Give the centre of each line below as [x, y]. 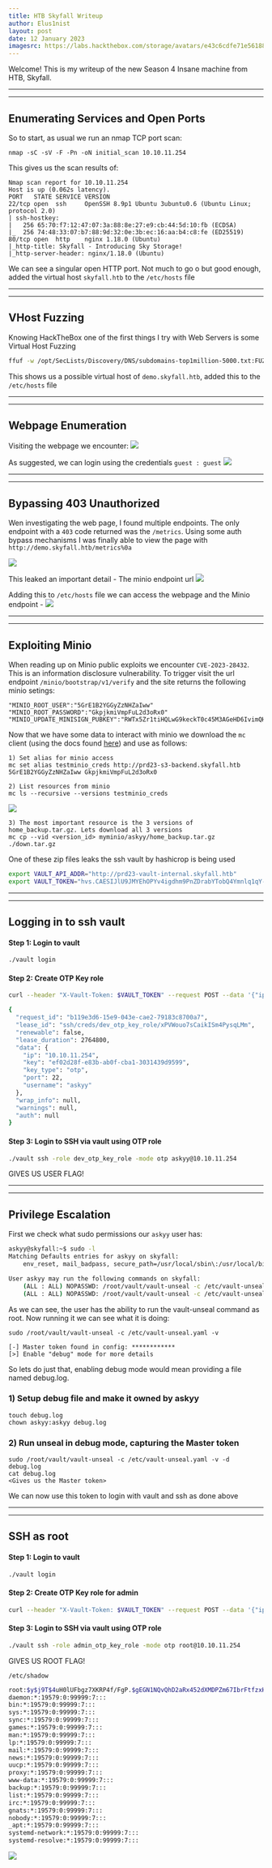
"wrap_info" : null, [49, 1100]
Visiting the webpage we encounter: [69, 446]
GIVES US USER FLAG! [47, 1174]
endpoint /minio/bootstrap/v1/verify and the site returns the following [127, 682]
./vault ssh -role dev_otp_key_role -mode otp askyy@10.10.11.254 [123, 1158]
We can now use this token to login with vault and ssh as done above [123, 1496]
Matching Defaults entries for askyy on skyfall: [94, 1257]
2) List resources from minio [59, 787]
